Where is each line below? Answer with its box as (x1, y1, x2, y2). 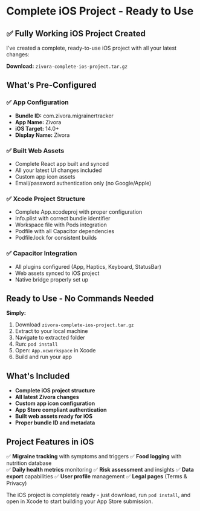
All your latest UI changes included (15, 166, 102, 174)
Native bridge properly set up (15, 275, 89, 283)
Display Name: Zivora (15, 131, 70, 139)
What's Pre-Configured (6, 80, 97, 90)
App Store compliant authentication (15, 406, 107, 414)
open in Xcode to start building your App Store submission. (6, 498, 153, 505)
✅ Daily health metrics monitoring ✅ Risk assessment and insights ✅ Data (6, 466, 195, 473)
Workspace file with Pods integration (15, 221, 107, 228)
